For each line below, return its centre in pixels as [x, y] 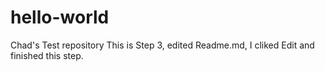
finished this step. [47, 55]
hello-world [60, 17]
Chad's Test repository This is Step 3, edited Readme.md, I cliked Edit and [162, 45]
